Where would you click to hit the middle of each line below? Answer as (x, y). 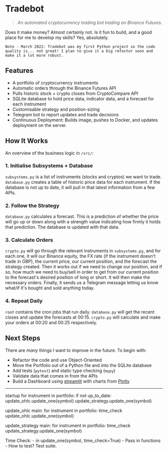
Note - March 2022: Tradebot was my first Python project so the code (80, 46)
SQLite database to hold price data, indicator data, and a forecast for (83, 98)
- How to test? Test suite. (31, 446)
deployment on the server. (39, 125)
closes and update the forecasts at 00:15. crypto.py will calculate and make (83, 317)
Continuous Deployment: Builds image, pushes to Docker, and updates (85, 120)
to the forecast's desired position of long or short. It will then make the (77, 277)
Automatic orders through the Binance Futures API (64, 88)
